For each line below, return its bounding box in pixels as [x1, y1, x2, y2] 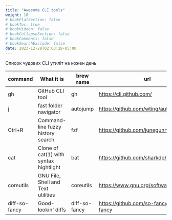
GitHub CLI [37, 87, 64, 94]
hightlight [37, 163, 60, 171]
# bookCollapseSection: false [5, 31, 70, 36]
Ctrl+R [8, 126, 24, 134]
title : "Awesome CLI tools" [5, 7, 66, 13]
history [37, 130, 55, 137]
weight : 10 [5, 12, 29, 17]
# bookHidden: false [5, 27, 50, 32]
